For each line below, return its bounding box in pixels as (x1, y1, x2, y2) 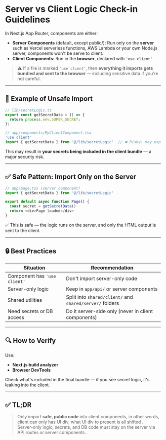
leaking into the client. (5, 382, 50, 388)
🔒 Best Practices (5, 247, 57, 255)
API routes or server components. (17, 430, 86, 436)
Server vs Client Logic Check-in (5, 3, 138, 15)
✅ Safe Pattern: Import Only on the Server (5, 173, 137, 181)
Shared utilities (7, 296, 42, 303)
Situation (23, 264, 45, 271)
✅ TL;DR (5, 400, 32, 409)
